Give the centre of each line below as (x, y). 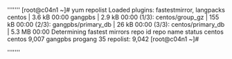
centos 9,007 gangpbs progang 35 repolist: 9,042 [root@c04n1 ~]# (103, 39)
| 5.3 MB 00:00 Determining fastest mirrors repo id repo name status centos (115, 32)
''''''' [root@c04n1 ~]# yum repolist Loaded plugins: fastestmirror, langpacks (116, 10)
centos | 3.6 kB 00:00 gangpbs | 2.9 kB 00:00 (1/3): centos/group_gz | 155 (113, 17)
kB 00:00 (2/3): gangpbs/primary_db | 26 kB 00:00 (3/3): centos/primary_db (116, 24)
